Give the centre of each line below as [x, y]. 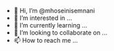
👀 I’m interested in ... [43, 18]
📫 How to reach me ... [46, 40]
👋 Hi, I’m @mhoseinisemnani [54, 11]
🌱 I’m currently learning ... [50, 25]
